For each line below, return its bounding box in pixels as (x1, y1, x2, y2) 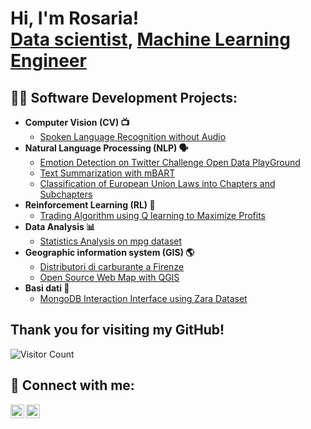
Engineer (10, 50, 87, 72)
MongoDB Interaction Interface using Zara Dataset (39, 293, 248, 304)
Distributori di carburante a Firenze (39, 261, 185, 272)
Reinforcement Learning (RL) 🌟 (24, 199, 156, 211)
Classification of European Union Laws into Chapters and (39, 178, 276, 189)
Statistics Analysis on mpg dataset (39, 235, 183, 247)
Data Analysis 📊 (24, 221, 96, 232)
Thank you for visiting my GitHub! (10, 322, 225, 339)
